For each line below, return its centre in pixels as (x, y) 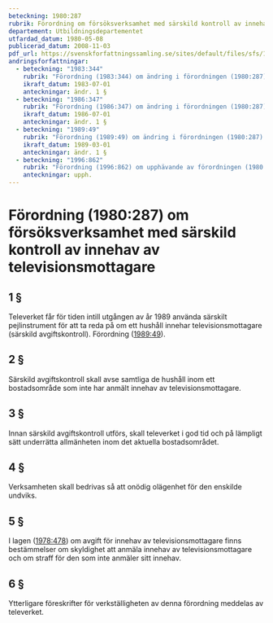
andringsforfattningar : (49, 62)
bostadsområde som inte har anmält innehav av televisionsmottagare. (125, 388)
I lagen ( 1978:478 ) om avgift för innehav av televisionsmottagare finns (125, 541)
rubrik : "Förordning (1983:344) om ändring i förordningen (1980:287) (145, 77)
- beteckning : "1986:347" (60, 99)
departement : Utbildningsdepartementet (76, 31)
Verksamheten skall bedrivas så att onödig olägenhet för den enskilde (125, 487)
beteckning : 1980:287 (45, 16)
